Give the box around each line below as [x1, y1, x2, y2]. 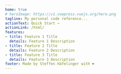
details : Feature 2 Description [9, 48, 75, 53]
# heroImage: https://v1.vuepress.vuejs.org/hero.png [5, 12, 117, 17]
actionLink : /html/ [5, 25, 45, 30]
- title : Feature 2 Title [5, 43, 57, 48]
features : [5, 30, 25, 35]
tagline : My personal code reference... [5, 16, 88, 21]
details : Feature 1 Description [9, 39, 75, 44]
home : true [5, 7, 27, 12]
